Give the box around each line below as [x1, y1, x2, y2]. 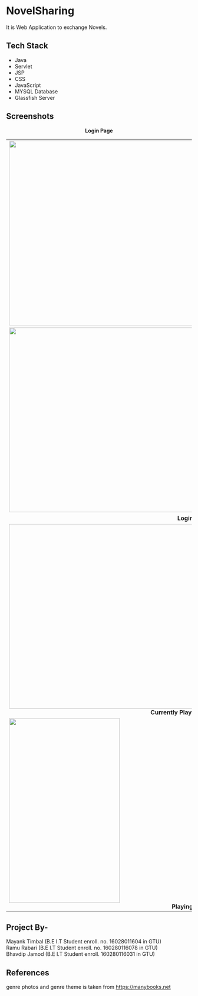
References [6, 968, 49, 978]
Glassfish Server [14, 94, 55, 101]
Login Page [85, 127, 113, 134]
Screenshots [6, 111, 54, 122]
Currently [150, 708, 178, 716]
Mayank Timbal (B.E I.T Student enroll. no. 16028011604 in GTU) [6, 938, 162, 945]
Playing [171, 902, 193, 910]
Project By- [6, 922, 48, 932]
